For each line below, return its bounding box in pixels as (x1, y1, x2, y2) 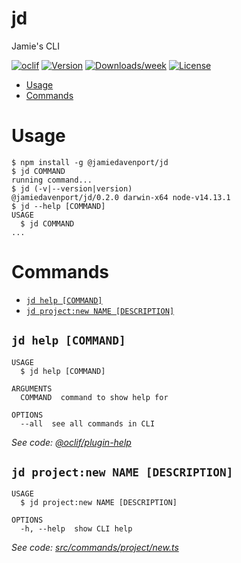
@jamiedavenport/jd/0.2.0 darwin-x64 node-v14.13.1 (11, 192, 231, 202)
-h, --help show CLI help (20, 524, 133, 534)
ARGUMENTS (11, 383, 53, 394)
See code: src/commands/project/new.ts (11, 542, 179, 554)
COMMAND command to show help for (20, 392, 169, 402)
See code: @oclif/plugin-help (11, 436, 132, 448)
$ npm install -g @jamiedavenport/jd (11, 157, 169, 167)
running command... (11, 175, 93, 185)
